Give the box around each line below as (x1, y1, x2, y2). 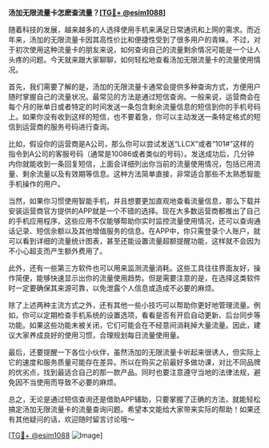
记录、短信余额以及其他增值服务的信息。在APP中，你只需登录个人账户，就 (14, 226, 261, 236)
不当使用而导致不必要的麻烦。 (22, 377, 121, 387)
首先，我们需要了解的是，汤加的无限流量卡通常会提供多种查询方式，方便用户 (8, 82, 261, 91)
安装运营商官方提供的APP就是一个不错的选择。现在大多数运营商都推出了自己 (8, 206, 261, 216)
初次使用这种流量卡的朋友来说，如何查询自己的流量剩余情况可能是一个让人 (14, 45, 261, 54)
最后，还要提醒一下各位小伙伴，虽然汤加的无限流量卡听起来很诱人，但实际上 (8, 348, 261, 357)
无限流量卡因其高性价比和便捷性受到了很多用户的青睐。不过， (50, 35, 254, 44)
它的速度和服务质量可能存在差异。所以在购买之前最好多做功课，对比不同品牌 (8, 357, 261, 367)
